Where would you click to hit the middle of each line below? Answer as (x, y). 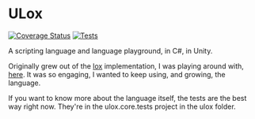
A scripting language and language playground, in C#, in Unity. (110, 50)
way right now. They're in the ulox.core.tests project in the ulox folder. (122, 106)
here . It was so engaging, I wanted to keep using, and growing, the (117, 74)
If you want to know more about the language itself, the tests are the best (127, 98)
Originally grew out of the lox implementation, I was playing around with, (126, 66)
